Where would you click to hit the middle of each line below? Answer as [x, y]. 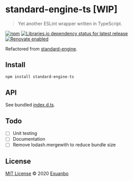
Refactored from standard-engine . [41, 49]
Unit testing [25, 133]
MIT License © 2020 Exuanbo [37, 174]
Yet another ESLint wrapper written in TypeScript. [70, 24]
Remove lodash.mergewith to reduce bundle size [64, 145]
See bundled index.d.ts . [30, 105]
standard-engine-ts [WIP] [61, 9]
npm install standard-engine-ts [40, 77]
